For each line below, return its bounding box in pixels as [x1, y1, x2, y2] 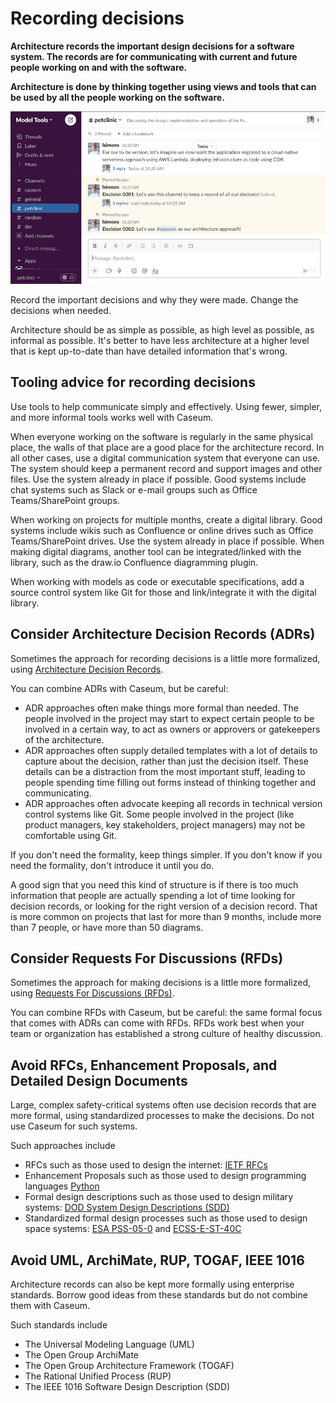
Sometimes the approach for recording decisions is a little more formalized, [10, 652, 321, 664]
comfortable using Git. [24, 829, 117, 841]
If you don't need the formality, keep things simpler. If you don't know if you [10, 848, 323, 861]
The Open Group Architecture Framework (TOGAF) [24, 1359, 235, 1371]
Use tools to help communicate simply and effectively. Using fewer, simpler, [10, 400, 323, 412]
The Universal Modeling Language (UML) [24, 1338, 195, 1350]
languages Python [24, 1180, 100, 1192]
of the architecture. [24, 733, 105, 746]
